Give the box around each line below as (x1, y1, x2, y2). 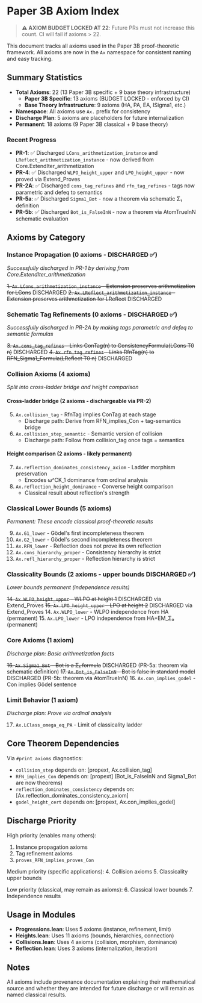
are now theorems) (15, 779, 63, 786)
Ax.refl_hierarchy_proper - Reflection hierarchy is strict (15, 555, 156, 563)
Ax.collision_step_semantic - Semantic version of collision (15, 430, 163, 437)
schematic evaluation (15, 215, 69, 222)
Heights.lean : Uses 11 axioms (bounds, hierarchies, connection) (15, 932, 174, 939)
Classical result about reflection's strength (24, 489, 130, 496)
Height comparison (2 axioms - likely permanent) (7, 450, 132, 457)
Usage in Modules (7, 910, 76, 920)
